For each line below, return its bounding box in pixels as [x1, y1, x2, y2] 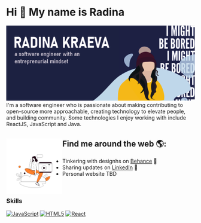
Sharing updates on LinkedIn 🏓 [62, 164, 138, 171]
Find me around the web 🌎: [62, 139, 167, 149]
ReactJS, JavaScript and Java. [6, 121, 82, 128]
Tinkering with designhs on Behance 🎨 [62, 158, 157, 165]
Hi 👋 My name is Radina [6, 5, 124, 19]
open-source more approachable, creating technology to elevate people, [6, 108, 185, 115]
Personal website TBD [62, 170, 117, 178]
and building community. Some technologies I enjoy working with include [6, 114, 187, 121]
